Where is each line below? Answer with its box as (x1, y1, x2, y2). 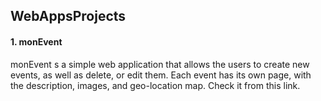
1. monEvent (10, 35, 63, 48)
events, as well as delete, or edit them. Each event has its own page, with (10, 69, 312, 81)
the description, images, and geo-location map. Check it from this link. (10, 79, 301, 91)
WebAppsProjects (10, 8, 127, 25)
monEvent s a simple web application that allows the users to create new (10, 58, 310, 70)
